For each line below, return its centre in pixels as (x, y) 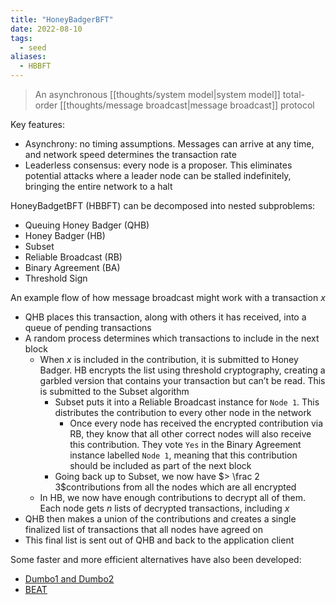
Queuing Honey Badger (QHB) (87, 225)
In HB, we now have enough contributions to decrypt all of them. (172, 497)
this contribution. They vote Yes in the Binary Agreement (185, 444)
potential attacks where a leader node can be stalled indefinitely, (158, 175)
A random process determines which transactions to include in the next (172, 338)
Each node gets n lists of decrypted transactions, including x (164, 508)
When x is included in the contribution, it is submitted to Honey (169, 359)
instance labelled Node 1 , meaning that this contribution (183, 455)
